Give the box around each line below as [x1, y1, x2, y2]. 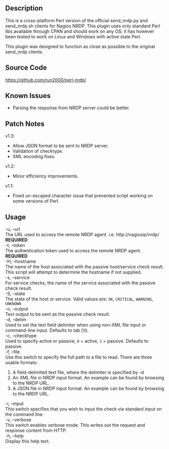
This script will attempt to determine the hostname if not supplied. [5, 269, 142, 275]
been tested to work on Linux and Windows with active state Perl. [5, 33, 141, 39]
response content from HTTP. [5, 427, 67, 434]
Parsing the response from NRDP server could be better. [12, 105, 130, 111]
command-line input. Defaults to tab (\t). [5, 327, 89, 333]
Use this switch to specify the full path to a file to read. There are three [5, 354, 152, 361]
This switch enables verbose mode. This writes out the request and [5, 422, 145, 428]
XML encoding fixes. [12, 154, 55, 160]
